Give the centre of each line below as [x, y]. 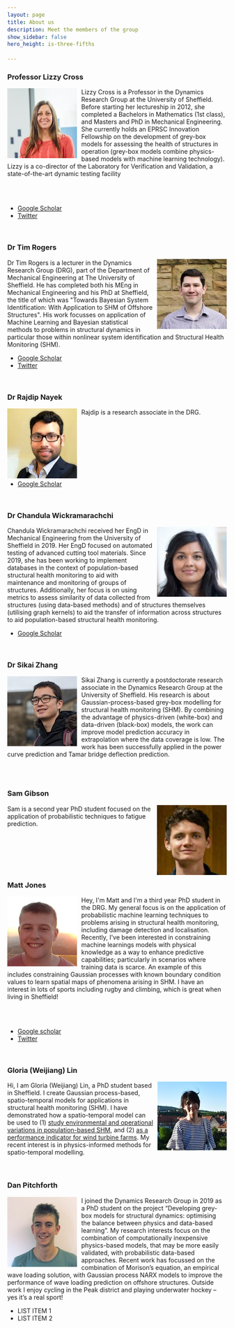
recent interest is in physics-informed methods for [79, 1145]
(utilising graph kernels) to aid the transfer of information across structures [115, 612]
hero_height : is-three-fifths [51, 44]
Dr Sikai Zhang [32, 665]
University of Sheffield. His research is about [146, 695]
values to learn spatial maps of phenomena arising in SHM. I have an [106, 982]
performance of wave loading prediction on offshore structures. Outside [111, 1282]
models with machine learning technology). [163, 159]
